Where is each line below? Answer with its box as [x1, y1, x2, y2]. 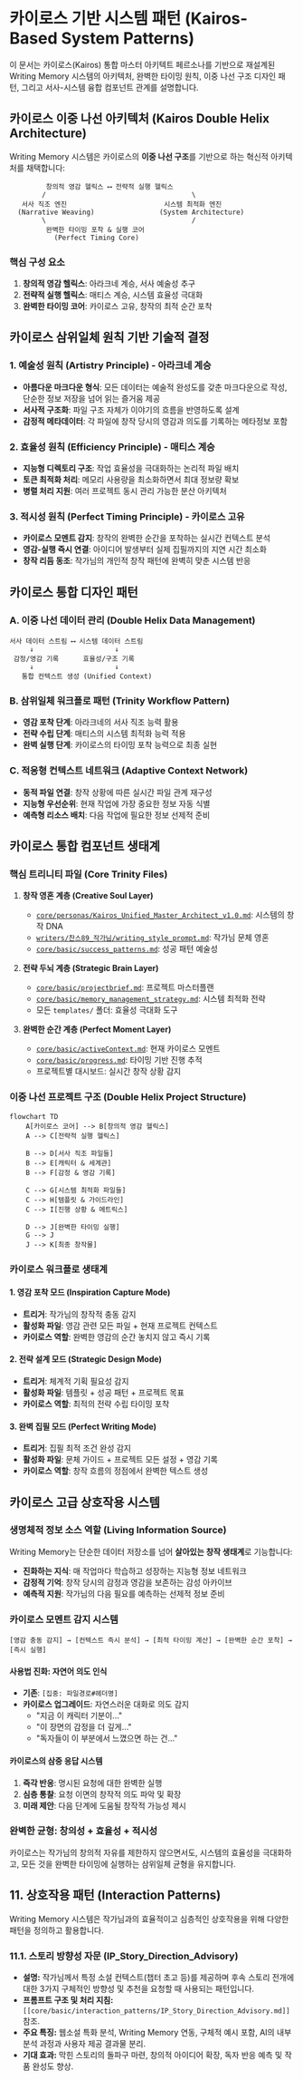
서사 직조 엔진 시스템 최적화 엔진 [21, 199, 223, 209]
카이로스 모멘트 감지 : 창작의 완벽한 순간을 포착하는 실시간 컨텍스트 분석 [22, 532, 271, 544]
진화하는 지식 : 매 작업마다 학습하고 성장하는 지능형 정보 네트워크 [22, 1565, 247, 1576]
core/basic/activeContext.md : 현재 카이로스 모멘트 [35, 1044, 221, 1055]
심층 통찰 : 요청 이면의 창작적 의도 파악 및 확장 [22, 1788, 182, 1800]
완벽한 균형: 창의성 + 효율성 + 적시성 [9, 1824, 158, 1837]
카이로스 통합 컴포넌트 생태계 [9, 839, 161, 853]
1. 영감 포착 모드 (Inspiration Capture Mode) [9, 1287, 171, 1298]
